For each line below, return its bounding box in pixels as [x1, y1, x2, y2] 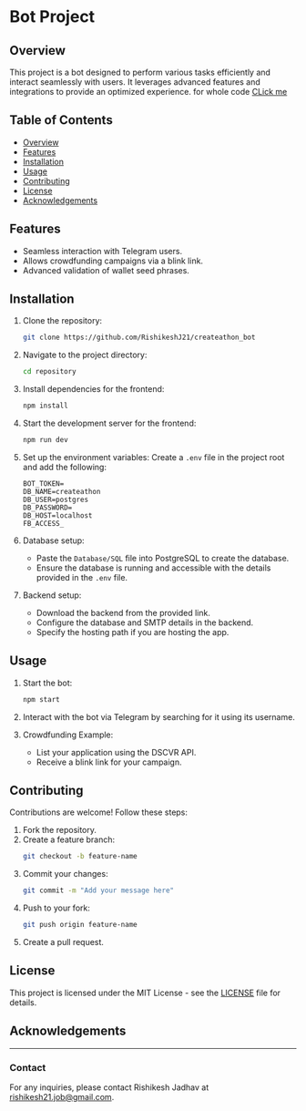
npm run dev [22, 436, 68, 445]
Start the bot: [22, 677, 73, 688]
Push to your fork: [22, 902, 91, 913]
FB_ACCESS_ [22, 519, 65, 528]
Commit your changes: [22, 869, 108, 880]
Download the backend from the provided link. [36, 607, 211, 618]
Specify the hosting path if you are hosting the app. [36, 626, 229, 637]
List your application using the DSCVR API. [36, 746, 197, 757]
